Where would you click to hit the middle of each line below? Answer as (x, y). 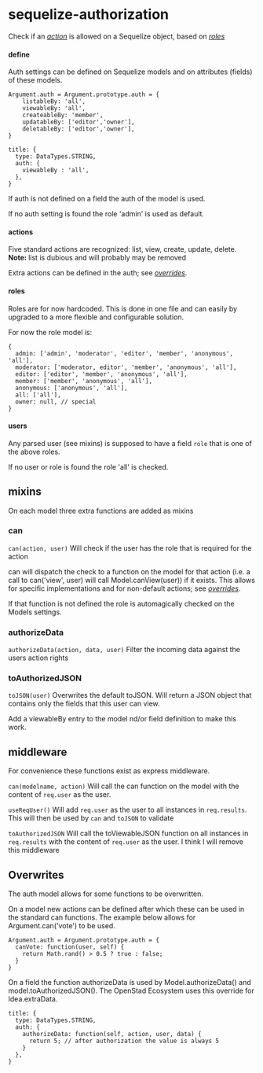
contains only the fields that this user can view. (84, 704)
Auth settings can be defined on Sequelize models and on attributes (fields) (130, 72)
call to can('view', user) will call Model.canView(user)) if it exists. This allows (131, 580)
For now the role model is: (50, 332)
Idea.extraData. (33, 999)
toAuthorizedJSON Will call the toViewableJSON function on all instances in (128, 833)
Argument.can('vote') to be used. (62, 926)
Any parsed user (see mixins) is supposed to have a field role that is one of (130, 443)
